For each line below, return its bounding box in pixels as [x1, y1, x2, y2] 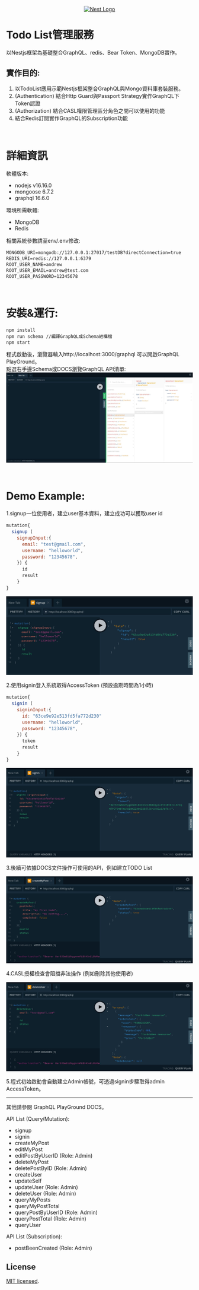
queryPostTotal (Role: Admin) [14, 1215, 87, 1222]
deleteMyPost [14, 1158, 49, 1166]
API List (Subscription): [6, 1233, 62, 1240]
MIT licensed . [6, 1278, 40, 1285]
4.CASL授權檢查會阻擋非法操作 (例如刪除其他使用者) [6, 970, 133, 977]
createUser [14, 1171, 43, 1178]
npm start [6, 339, 31, 346]
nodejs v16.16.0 [14, 182, 52, 189]
